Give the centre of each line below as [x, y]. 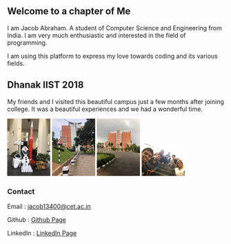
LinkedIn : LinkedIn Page [42, 233]
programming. [27, 42]
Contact [21, 191]
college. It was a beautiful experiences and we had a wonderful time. [105, 109]
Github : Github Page [37, 220]
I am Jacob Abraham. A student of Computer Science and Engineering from [114, 28]
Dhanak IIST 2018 [46, 85]
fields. [16, 63]
